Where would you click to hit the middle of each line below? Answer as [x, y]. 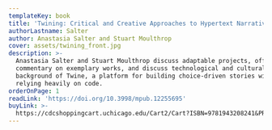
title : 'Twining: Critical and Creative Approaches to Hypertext [121, 23]
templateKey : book [39, 16]
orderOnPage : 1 [34, 91]
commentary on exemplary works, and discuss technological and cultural [141, 69]
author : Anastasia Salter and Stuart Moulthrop [90, 38]
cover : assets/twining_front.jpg [65, 46]
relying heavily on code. [59, 83]
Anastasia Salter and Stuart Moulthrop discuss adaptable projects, [134, 61]
